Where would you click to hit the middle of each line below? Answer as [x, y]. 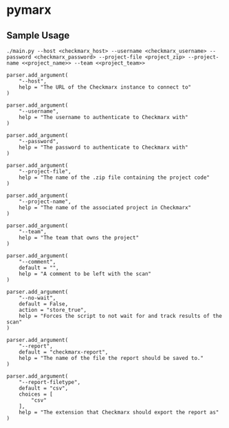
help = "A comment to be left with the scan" [85, 274]
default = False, [44, 304]
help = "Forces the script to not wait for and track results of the [121, 316]
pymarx [29, 10]
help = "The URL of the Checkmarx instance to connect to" [105, 87]
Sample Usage [38, 35]
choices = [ [36, 394]
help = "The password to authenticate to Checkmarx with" [103, 147]
